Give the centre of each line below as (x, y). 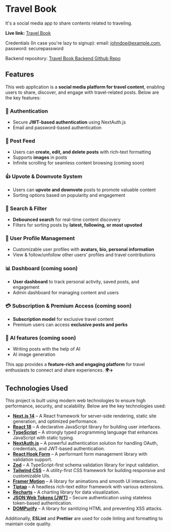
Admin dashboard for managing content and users (66, 292)
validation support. (32, 459)
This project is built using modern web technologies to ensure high (76, 400)
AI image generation (34, 355)
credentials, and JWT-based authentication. (59, 448)
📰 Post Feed (20, 140)
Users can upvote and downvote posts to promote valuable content (84, 190)
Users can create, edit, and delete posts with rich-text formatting (82, 152)
